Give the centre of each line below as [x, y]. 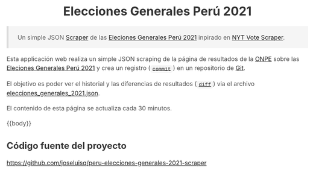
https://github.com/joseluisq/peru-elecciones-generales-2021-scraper [107, 163]
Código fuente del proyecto [67, 146]
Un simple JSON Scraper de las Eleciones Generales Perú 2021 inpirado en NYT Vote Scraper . [151, 37]
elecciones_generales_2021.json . [53, 93]
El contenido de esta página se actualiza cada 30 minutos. [90, 109]
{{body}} [19, 124]
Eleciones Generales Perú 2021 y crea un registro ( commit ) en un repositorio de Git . [126, 68]
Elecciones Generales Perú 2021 [157, 11]
